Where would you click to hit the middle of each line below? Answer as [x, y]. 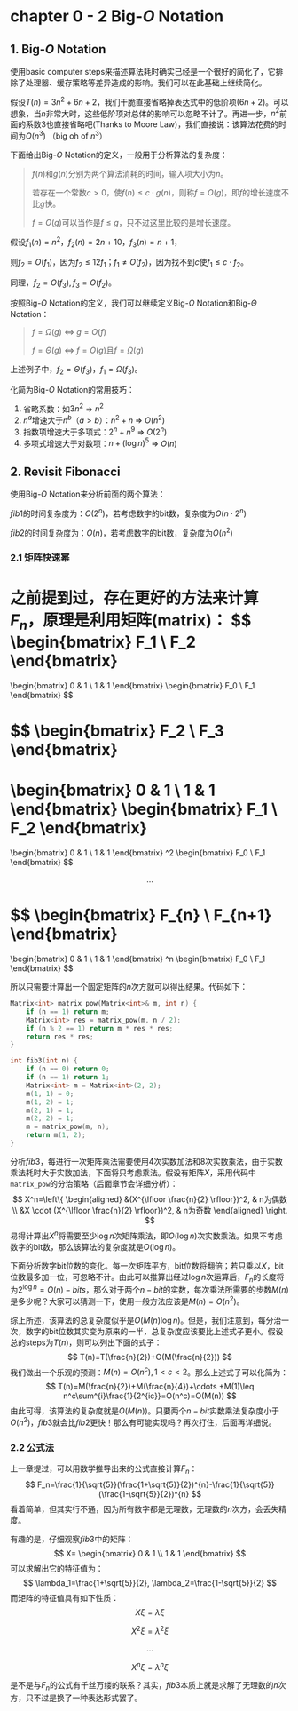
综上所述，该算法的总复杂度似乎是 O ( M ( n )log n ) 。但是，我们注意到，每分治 [146, 1320]
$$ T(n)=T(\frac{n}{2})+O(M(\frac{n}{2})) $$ [150, 1357]
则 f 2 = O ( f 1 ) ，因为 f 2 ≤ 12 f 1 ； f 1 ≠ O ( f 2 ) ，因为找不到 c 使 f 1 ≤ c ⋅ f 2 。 [129, 263]
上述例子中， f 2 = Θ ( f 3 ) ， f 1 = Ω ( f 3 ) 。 [76, 370]
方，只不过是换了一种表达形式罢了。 [76, 1698]
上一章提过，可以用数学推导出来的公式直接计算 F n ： [104, 1470]
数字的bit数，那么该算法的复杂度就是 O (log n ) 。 [95, 1246]
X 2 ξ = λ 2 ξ [150, 1630]
